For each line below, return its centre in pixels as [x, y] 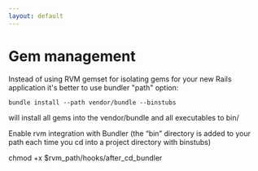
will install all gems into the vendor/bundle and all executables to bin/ [124, 117]
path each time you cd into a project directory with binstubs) [110, 142]
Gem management [72, 56]
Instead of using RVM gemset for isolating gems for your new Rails [120, 79]
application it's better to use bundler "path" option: [94, 87]
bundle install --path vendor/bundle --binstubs [92, 103]
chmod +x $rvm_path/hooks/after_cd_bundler [85, 158]
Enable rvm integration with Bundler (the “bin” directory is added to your [129, 133]
